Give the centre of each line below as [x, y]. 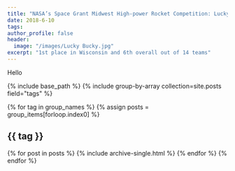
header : [19, 40]
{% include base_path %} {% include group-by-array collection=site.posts [114, 86]
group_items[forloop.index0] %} [54, 114]
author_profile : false [40, 33]
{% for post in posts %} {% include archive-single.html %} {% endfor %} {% [117, 153]
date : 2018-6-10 [31, 20]
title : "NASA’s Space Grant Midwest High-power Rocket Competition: [109, 14]
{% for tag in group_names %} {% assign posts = [78, 107]
